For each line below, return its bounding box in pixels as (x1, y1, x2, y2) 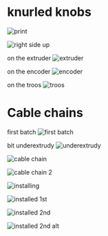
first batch (7, 127, 36, 136)
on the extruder (7, 53, 52, 62)
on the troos (7, 80, 42, 89)
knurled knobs (7, 4, 91, 20)
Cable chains (7, 105, 84, 121)
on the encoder (7, 67, 51, 75)
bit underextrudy (7, 141, 55, 149)
